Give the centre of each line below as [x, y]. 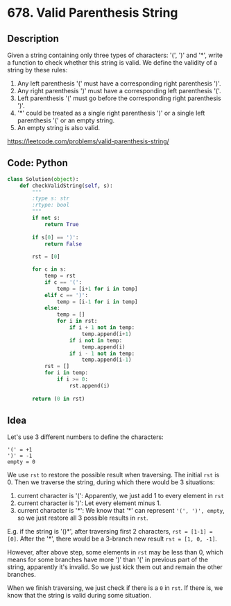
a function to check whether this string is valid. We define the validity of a [112, 63]
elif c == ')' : [66, 295]
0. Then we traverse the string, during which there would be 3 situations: [111, 482]
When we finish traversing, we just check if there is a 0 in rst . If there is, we [115, 588]
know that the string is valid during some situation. [79, 596]
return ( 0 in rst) [59, 399]
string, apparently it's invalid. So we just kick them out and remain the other [115, 567]
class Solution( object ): [43, 179]
